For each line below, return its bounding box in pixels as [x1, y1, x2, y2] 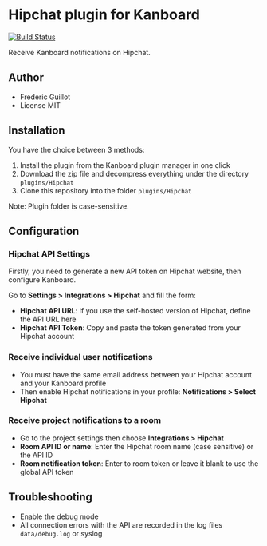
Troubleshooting [8, 490, 93, 504]
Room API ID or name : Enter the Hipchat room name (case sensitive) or [19, 441, 254, 451]
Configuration [8, 224, 80, 237]
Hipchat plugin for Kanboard [8, 6, 201, 24]
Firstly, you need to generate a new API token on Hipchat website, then [8, 266, 241, 277]
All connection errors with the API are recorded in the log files [19, 520, 223, 529]
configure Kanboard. [8, 275, 77, 285]
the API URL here [19, 314, 77, 325]
